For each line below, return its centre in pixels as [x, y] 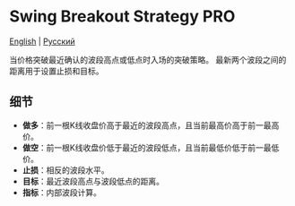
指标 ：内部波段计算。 [61, 192]
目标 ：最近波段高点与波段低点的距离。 [93, 181]
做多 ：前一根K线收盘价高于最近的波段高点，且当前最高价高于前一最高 [151, 125]
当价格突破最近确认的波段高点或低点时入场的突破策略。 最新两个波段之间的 [148, 59]
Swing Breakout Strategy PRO [122, 17]
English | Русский [42, 41]
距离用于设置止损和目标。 [56, 71]
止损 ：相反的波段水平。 [65, 170]
